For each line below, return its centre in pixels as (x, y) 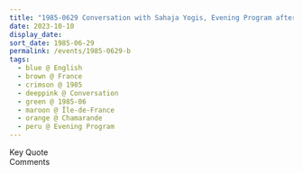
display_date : (36, 34)
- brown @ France (50, 77)
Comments (30, 162)
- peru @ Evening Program (66, 127)
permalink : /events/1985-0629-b (70, 51)
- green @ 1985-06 (52, 101)
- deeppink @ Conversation (68, 93)
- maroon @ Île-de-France (66, 110)
